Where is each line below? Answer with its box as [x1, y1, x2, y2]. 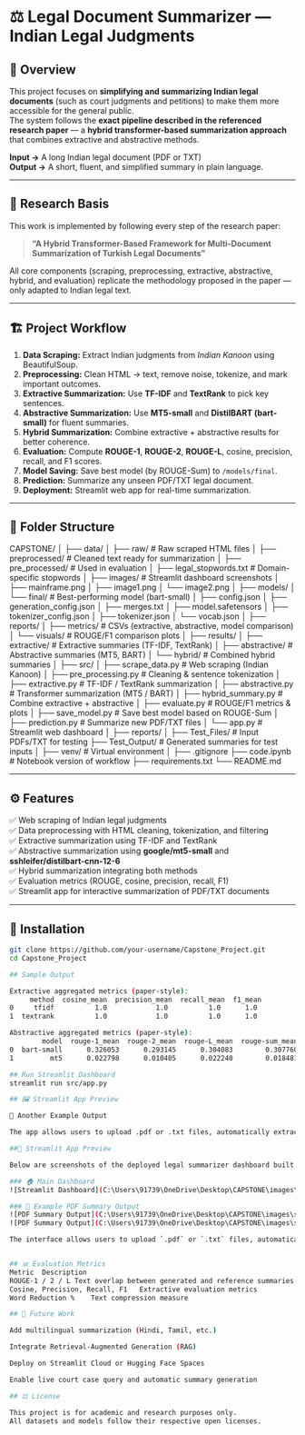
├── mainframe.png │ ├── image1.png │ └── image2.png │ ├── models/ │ [9, 582, 296, 593]
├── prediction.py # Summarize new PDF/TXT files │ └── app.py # [9, 717, 263, 728]
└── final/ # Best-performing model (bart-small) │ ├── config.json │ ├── [9, 592, 288, 603]
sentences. [22, 397, 65, 408]
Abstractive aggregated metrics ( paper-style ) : [9, 1029, 193, 1038]
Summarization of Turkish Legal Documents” [31, 247, 206, 258]
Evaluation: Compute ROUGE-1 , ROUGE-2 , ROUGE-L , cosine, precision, [22, 445, 293, 456]
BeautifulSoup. [22, 359, 79, 370]
